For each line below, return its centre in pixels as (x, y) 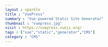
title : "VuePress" (25, 14)
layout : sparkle (23, 10)
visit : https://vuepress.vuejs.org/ (43, 28)
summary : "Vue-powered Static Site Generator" (54, 19)
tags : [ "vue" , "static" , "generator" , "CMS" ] (50, 32)
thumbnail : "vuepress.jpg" (34, 23)
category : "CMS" (23, 37)
